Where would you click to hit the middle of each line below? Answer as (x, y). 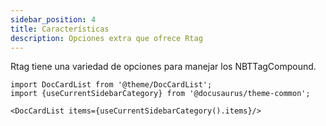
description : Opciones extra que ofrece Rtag (106, 38)
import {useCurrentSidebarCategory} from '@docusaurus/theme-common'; (160, 94)
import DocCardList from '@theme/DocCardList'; (111, 85)
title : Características (60, 29)
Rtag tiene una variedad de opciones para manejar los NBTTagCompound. (163, 67)
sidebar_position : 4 (53, 19)
